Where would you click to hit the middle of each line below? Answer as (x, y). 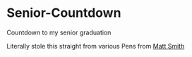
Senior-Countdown (64, 13)
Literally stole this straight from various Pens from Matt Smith (96, 46)
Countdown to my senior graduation (59, 32)
